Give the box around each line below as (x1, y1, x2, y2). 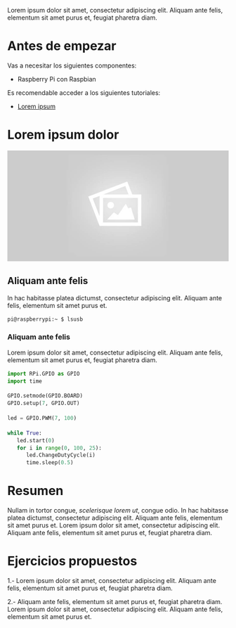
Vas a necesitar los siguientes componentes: (7, 61, 137, 70)
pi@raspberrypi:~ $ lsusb (7, 316, 83, 323)
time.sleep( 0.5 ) (25, 459, 74, 466)
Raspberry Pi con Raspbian (17, 75, 96, 83)
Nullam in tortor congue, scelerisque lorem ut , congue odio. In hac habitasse (7, 506, 229, 515)
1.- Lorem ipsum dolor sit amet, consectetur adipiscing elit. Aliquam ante (7, 577, 216, 585)
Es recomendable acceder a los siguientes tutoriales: (7, 88, 161, 97)
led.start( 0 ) (16, 437, 55, 444)
